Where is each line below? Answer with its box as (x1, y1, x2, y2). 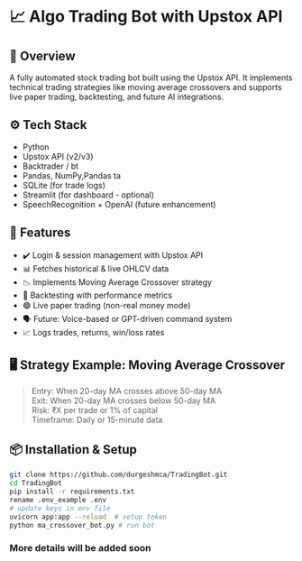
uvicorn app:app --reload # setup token (9, 512, 168, 521)
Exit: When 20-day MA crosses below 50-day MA (31, 395, 216, 406)
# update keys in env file (9, 503, 111, 513)
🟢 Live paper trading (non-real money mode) (22, 299, 191, 310)
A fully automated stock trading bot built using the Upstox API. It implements (9, 72, 293, 83)
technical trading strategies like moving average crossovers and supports (9, 82, 282, 92)
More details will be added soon (9, 542, 151, 555)
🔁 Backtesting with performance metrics (22, 290, 173, 300)
